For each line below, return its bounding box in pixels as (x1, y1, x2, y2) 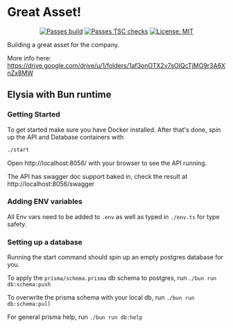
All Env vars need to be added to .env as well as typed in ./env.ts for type (7, 212, 220, 221)
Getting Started (7, 110, 60, 119)
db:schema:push (7, 282, 51, 288)
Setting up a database (7, 237, 83, 247)
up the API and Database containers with (7, 132, 124, 141)
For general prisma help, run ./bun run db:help (7, 313, 143, 321)
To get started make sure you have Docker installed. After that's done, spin (7, 126, 221, 134)
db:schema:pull (7, 301, 51, 308)
